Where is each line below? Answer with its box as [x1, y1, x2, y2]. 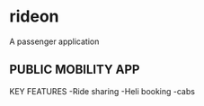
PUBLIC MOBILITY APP [9, 62, 140, 77]
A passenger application [9, 36, 100, 47]
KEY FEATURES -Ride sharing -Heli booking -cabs [9, 85, 196, 96]
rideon [9, 6, 60, 27]
